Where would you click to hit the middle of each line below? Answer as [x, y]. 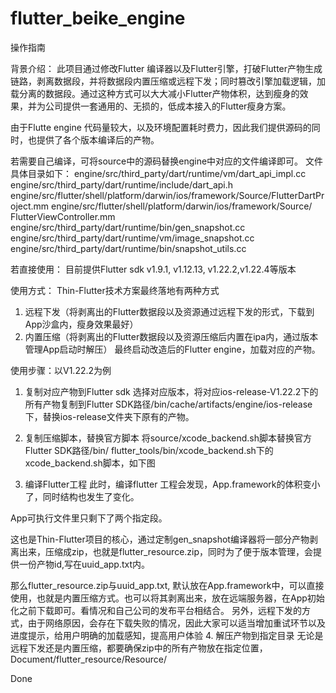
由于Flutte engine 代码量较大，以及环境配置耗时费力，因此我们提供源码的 [161, 127]
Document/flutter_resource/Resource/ [89, 659]
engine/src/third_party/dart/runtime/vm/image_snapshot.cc [132, 238]
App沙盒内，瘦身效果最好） [81, 324]
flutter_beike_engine [98, 18]
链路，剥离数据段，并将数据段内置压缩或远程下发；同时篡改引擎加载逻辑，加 [168, 81]
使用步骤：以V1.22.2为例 [61, 370]
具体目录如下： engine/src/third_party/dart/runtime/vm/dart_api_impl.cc [158, 173]
